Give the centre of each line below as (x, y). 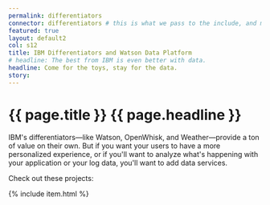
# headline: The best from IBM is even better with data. (107, 61)
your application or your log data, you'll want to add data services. (118, 163)
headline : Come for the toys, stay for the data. (93, 68)
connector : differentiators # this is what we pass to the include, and (133, 23)
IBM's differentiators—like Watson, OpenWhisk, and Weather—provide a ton (134, 137)
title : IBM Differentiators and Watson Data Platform (100, 53)
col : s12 (23, 46)
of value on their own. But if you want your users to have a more (115, 146)
